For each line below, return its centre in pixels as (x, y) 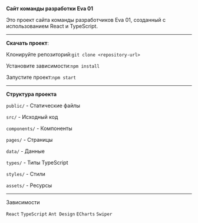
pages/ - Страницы (29, 140)
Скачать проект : (27, 43)
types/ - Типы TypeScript (37, 162)
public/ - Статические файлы (43, 106)
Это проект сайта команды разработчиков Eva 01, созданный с (86, 20)
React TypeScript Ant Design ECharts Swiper (59, 214)
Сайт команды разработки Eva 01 (49, 9)
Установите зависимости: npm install (53, 66)
